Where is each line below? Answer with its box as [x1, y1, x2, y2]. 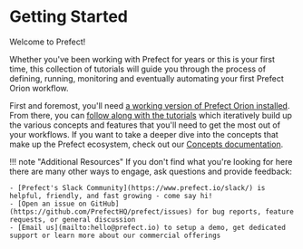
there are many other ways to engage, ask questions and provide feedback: [9, 166, 292, 177]
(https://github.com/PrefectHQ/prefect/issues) [9, 206, 193, 216]
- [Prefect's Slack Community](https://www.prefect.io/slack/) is [9, 183, 266, 192]
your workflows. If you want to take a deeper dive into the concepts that [9, 129, 279, 139]
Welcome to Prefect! [9, 36, 86, 47]
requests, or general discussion [9, 215, 136, 224]
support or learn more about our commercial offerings [9, 231, 221, 240]
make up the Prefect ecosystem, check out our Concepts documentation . [9, 139, 284, 149]
